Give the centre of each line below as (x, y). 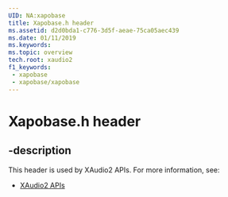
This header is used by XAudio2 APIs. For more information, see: (114, 170)
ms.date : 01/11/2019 (43, 38)
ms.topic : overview (41, 52)
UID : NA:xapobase (37, 15)
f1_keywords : (30, 68)
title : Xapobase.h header (51, 23)
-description (40, 151)
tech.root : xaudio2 (41, 60)
